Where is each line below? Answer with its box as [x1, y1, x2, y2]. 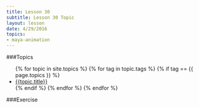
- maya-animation [6, 37, 50, 43]
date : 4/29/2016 [6, 25, 47, 32]
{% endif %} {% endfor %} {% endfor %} [15, 84, 118, 91]
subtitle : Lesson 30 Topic [6, 14, 75, 21]
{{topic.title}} [15, 78, 48, 85]
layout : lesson [6, 20, 45, 26]
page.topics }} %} [15, 72, 60, 78]
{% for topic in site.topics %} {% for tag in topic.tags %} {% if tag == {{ [15, 65, 194, 72]
